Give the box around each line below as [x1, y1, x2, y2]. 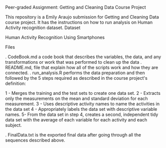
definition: [5, 80, 26, 86]
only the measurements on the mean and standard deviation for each [5, 95, 148, 101]
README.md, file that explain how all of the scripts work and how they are [5, 65, 158, 70]
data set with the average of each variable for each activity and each [5, 117, 147, 122]
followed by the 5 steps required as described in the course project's [5, 75, 148, 81]
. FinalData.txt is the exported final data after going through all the [5, 132, 141, 137]
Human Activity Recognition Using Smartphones [5, 35, 105, 40]
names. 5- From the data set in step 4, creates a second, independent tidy [5, 111, 158, 117]
